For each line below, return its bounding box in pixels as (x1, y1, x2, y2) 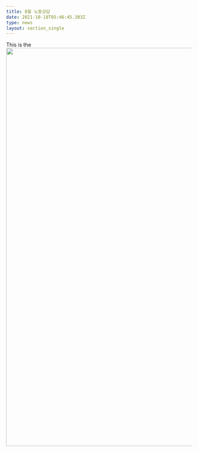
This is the (6, 41, 31, 48)
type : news (6, 19, 33, 25)
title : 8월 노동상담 (6, 8, 51, 15)
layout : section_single (6, 25, 65, 31)
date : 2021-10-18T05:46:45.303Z (6, 14, 85, 20)
